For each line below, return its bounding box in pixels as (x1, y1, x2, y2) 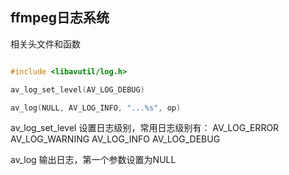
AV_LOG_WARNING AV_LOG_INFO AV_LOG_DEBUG (10, 133, 221, 145)
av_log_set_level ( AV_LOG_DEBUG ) (10, 84, 145, 95)
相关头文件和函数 (10, 38, 81, 50)
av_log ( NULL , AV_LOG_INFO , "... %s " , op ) (10, 103, 182, 113)
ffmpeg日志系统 (10, 9, 110, 27)
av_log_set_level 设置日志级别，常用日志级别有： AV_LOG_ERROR (10, 122, 280, 134)
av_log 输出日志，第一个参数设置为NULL (10, 154, 177, 166)
